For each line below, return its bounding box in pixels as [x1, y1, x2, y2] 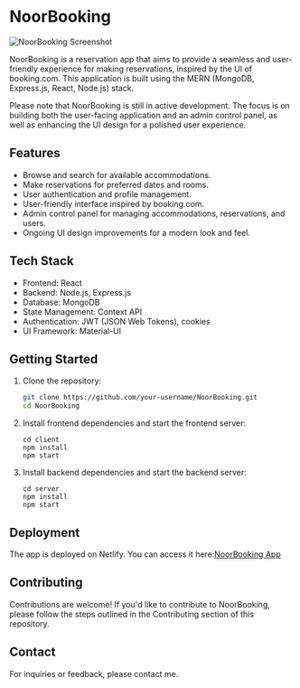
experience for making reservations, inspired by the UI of [40, 63, 253, 74]
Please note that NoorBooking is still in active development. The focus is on [9, 99, 291, 110]
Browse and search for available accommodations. [22, 169, 211, 180]
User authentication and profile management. [22, 188, 192, 200]
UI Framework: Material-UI [22, 325, 122, 336]
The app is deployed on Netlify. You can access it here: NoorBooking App [9, 549, 282, 560]
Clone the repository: [22, 375, 102, 386]
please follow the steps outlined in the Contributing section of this [9, 608, 255, 619]
